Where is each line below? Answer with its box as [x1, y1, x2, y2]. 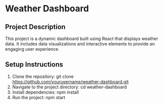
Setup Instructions [5, 60, 63, 69]
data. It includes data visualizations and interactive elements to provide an [5, 41, 155, 47]
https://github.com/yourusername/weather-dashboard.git [12, 78, 129, 84]
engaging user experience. [5, 46, 60, 52]
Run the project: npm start [12, 94, 65, 100]
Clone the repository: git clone [12, 73, 74, 79]
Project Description [5, 23, 66, 31]
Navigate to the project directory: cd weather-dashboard [12, 84, 127, 90]
